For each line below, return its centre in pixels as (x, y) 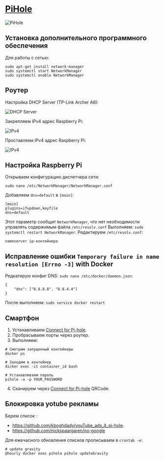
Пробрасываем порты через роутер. (51, 335)
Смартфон (22, 318)
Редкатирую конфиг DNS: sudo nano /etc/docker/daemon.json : (69, 276)
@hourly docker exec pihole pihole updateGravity (57, 453)
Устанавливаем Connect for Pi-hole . (49, 330)
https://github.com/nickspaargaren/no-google (59, 431)
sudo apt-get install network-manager (45, 67)
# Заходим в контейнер (28, 362)
